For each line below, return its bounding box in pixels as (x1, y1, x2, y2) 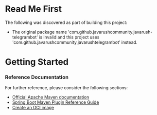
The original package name (12, 29, 67, 35)
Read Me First (5, 3, 62, 15)
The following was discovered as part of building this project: (5, 19, 128, 25)
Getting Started (5, 57, 69, 68)
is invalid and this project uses (38, 34, 100, 40)
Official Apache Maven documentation (12, 94, 89, 100)
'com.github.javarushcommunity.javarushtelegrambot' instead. (12, 39, 138, 45)
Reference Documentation (5, 74, 69, 81)
